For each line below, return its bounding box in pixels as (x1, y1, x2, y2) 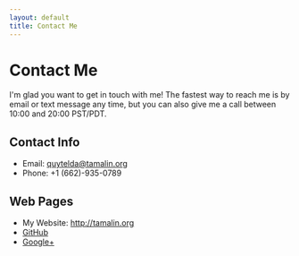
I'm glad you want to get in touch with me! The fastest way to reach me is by (9, 90, 290, 100)
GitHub (21, 227, 49, 238)
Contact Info (9, 134, 80, 149)
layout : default (9, 13, 70, 22)
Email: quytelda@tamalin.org (21, 158, 128, 169)
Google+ (21, 236, 55, 247)
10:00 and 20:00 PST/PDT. (9, 108, 107, 119)
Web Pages (9, 193, 74, 209)
